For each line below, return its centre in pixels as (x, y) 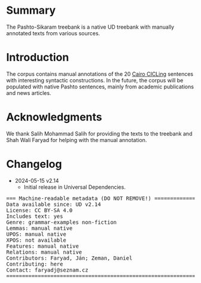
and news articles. (29, 93)
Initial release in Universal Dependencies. (74, 187)
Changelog (34, 164)
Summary (31, 10)
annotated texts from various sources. (53, 33)
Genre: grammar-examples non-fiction (62, 222)
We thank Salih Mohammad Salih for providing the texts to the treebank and (99, 133)
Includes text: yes (35, 216)
